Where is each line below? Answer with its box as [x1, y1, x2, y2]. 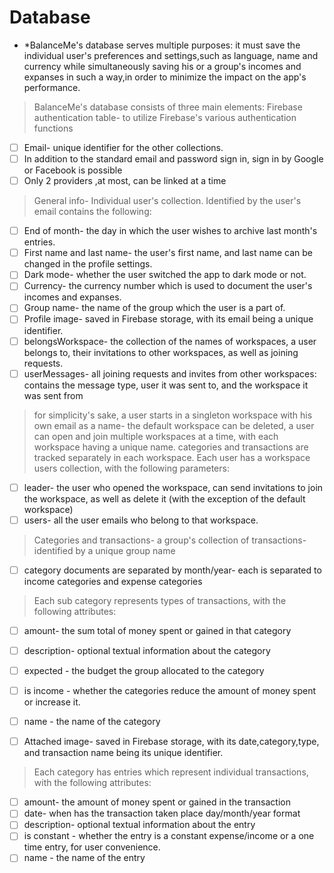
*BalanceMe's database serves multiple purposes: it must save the [23, 39, 301, 51]
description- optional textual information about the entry [23, 819, 256, 831]
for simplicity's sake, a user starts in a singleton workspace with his [33, 409, 313, 421]
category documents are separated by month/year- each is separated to [23, 564, 322, 576]
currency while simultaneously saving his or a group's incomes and [23, 60, 302, 72]
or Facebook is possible [23, 164, 123, 176]
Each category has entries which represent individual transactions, [33, 766, 309, 778]
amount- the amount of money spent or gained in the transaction [23, 796, 291, 808]
